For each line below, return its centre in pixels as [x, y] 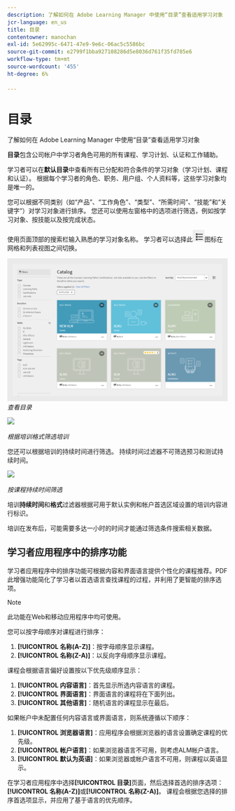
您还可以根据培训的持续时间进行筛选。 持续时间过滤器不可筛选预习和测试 [112, 451]
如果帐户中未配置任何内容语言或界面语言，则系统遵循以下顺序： [99, 717]
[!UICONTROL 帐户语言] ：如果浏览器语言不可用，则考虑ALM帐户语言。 [120, 750]
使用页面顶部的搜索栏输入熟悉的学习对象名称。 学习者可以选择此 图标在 [115, 239]
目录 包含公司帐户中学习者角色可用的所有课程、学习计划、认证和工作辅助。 [114, 155]
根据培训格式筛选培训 [38, 436]
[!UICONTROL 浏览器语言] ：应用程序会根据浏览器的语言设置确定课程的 [119, 732]
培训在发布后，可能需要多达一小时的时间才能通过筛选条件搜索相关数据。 [111, 528]
